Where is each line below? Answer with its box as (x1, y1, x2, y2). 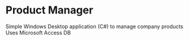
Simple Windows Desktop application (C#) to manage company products (5, 23, 184, 30)
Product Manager (5, 4, 94, 17)
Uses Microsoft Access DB (5, 29, 71, 36)
